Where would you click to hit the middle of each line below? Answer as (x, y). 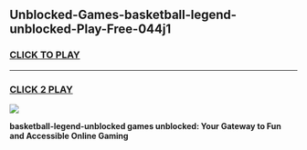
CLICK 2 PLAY (41, 89)
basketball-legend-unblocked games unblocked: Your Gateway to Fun (145, 125)
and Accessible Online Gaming (69, 135)
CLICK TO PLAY (45, 55)
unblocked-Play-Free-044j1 (90, 30)
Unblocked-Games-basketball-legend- (123, 15)
